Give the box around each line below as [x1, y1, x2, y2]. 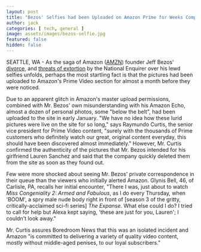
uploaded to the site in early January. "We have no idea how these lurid [6, 114, 182, 121]
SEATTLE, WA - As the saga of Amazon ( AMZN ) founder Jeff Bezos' [6, 58, 175, 66]
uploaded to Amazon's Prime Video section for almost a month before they [6, 77, 190, 84]
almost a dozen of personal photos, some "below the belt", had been [6, 108, 175, 115]
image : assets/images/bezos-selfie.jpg [6, 31, 106, 37]
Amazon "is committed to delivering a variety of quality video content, [6, 232, 179, 239]
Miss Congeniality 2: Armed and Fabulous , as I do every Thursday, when [6, 189, 186, 196]
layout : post [6, 8, 39, 15]
